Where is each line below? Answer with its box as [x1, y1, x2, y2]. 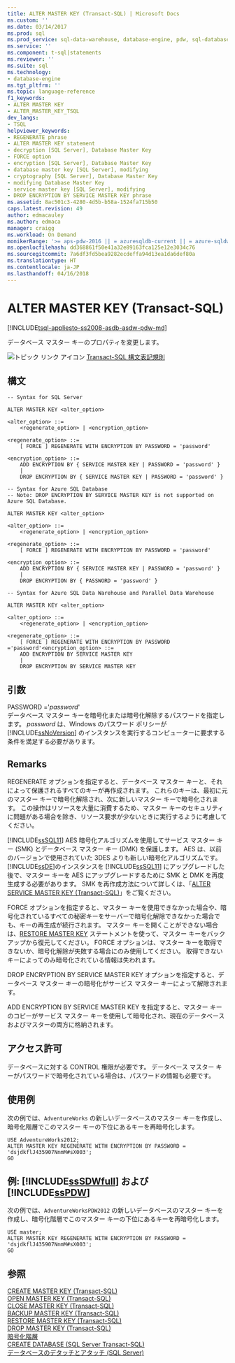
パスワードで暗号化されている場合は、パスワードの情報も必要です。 [19, 1071, 215, 1080]
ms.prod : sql [7, 29, 45, 37]
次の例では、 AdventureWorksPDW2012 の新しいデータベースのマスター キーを [7, 1206, 224, 1215]
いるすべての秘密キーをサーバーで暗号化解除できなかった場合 [37, 912, 215, 920]
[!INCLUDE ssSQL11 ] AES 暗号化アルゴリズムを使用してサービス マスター [7, 836, 215, 844]
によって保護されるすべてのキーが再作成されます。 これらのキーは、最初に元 [7, 786, 228, 794]
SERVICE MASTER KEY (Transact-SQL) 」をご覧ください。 [7, 888, 175, 897]
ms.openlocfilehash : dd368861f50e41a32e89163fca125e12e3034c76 [7, 244, 196, 252]
